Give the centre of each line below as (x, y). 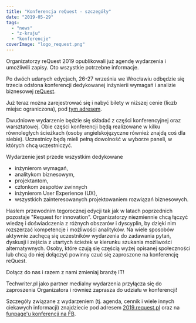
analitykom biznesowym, (45, 174)
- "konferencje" (31, 39)
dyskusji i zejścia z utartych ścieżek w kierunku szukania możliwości (89, 242)
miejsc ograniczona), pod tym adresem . (54, 109)
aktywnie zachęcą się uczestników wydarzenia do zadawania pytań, (89, 235)
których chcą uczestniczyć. (39, 145)
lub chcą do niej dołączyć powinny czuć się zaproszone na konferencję (92, 254)
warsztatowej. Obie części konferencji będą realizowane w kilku (83, 126)
